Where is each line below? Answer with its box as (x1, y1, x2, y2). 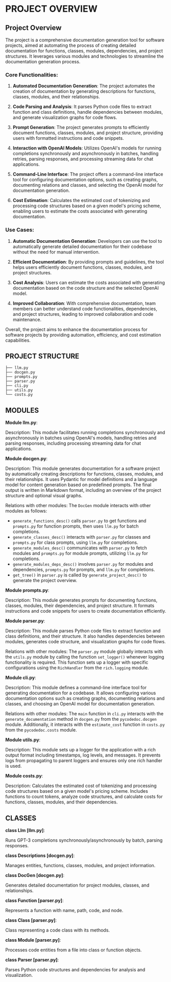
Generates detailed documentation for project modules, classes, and (5, 882, 150, 888)
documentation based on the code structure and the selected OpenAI (12, 285, 159, 291)
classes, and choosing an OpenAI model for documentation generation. (5, 701, 156, 707)
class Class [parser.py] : (5, 917, 57, 923)
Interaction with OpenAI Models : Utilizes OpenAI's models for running (12, 145, 162, 151)
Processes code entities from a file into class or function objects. (5, 947, 142, 953)
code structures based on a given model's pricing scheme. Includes (5, 788, 148, 794)
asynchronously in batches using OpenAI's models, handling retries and (5, 435, 157, 441)
